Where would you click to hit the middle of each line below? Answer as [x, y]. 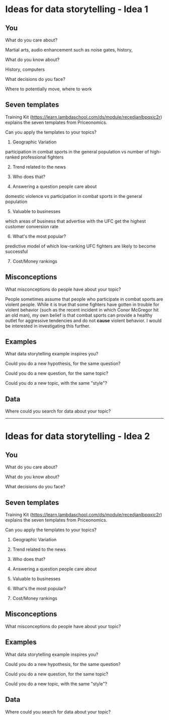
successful [17, 251]
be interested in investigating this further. [48, 326]
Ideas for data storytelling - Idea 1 [77, 9]
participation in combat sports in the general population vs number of [77, 151]
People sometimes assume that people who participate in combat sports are [84, 299]
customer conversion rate [32, 226]
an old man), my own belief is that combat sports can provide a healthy [79, 315]
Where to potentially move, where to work [49, 89]
